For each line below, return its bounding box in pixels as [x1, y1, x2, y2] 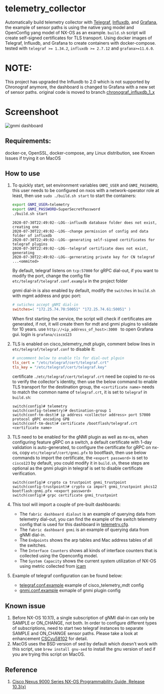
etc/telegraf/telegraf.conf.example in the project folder [12, 278, 128, 284]
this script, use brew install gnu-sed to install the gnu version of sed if [12, 646, 156, 652]
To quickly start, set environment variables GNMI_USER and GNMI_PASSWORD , [12, 182, 159, 188]
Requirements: [5, 137, 51, 145]
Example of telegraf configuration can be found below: [12, 573, 123, 579]
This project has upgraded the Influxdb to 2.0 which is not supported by [5, 79, 150, 84]
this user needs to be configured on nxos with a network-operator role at [12, 188, 159, 194]
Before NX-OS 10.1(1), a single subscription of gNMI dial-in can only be [12, 615, 155, 621]
